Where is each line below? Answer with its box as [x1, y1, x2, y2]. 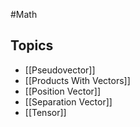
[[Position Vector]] [24, 85, 102, 97]
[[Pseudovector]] [24, 64, 96, 76]
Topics [10, 37, 54, 54]
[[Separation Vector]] [24, 95, 113, 108]
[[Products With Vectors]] [24, 74, 131, 86]
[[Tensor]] [24, 106, 67, 118]
